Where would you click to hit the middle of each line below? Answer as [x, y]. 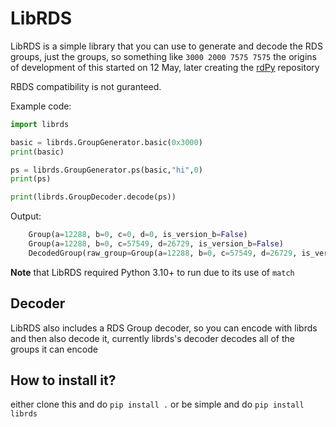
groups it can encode [54, 349]
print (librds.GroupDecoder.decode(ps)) [93, 197]
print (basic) [37, 152]
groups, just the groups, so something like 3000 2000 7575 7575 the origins [163, 56]
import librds [40, 124]
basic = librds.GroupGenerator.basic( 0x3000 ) [106, 142]
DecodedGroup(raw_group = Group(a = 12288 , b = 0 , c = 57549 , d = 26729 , [163, 253]
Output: [26, 216]
